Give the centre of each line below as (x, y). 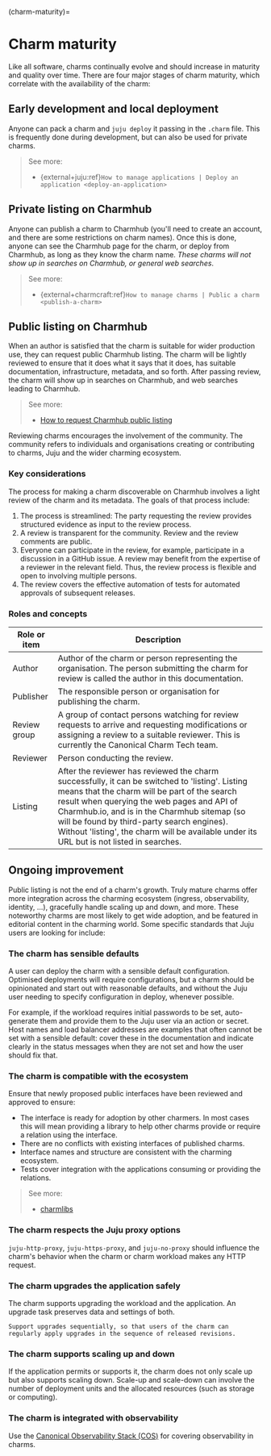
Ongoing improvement (66, 870)
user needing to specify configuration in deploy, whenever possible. (121, 997)
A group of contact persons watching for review (148, 715)
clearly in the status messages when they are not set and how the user (126, 1047)
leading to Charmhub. (44, 389)
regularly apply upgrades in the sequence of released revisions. (122, 1333)
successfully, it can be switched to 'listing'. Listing (152, 781)
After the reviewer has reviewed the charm (138, 771)
